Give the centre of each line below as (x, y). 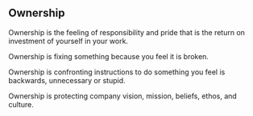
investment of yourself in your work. (68, 41)
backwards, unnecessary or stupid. (67, 80)
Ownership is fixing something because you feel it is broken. (109, 56)
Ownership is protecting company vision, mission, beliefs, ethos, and (123, 96)
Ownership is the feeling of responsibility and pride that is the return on (127, 32)
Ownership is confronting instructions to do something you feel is (117, 72)
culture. (21, 104)
